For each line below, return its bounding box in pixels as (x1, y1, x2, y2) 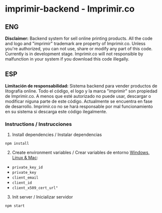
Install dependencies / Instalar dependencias (12, 132, 102, 137)
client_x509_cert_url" (12, 185, 58, 191)
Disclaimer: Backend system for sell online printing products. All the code (5, 35, 153, 41)
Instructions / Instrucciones (5, 121, 72, 127)
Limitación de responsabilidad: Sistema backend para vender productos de (5, 83, 158, 89)
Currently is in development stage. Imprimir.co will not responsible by (5, 51, 144, 57)
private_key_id (12, 165, 43, 170)
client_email (12, 175, 39, 180)
